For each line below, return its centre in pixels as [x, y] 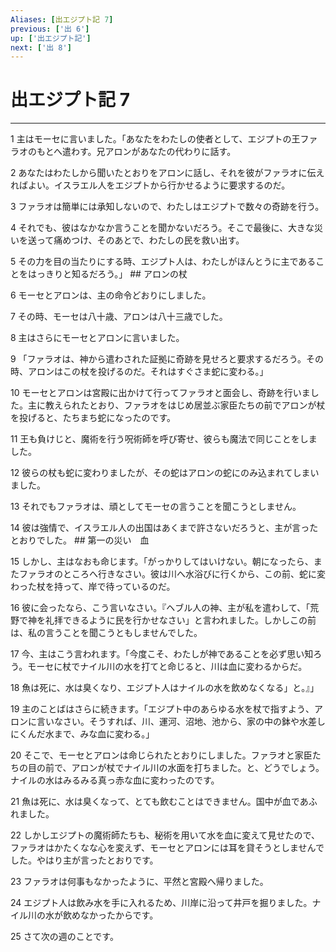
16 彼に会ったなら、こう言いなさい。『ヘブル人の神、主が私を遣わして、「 [160, 608]
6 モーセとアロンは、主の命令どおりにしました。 [111, 295]
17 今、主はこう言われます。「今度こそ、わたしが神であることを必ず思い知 [162, 654]
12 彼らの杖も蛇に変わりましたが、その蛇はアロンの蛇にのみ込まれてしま [160, 473]
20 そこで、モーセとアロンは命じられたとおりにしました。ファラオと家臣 [161, 755]
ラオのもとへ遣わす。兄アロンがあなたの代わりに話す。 [123, 152]
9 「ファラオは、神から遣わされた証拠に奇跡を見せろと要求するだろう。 [158, 359]
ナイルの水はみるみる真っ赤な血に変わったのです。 [115, 780]
